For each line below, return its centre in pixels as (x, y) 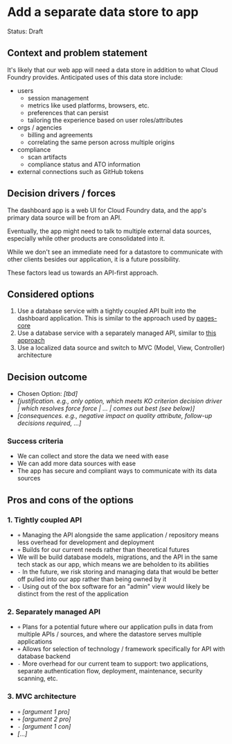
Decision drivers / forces (62, 194)
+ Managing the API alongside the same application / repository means (118, 535)
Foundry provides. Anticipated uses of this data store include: (95, 77)
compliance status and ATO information (84, 164)
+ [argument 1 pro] (44, 711)
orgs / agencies (39, 127)
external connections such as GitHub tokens (80, 171)
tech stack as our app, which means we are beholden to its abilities (113, 564)
